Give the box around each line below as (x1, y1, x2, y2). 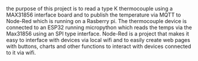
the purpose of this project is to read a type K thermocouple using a (6, 5, 173, 12)
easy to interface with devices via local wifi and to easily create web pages (6, 37, 191, 43)
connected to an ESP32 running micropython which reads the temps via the (6, 24, 192, 31)
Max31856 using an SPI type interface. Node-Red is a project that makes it (6, 30, 190, 37)
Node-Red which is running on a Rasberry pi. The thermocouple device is (6, 18, 187, 24)
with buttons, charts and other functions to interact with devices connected (6, 43, 191, 50)
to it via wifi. (6, 49, 36, 56)
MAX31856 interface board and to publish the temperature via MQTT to (6, 11, 181, 18)
